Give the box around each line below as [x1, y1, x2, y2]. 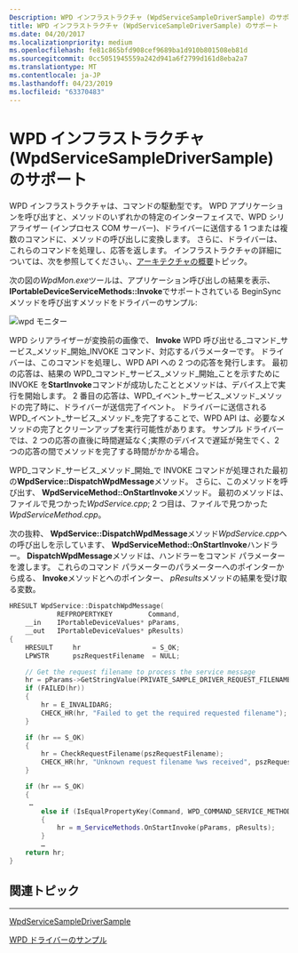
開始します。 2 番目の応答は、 [24, 390, 135, 401]
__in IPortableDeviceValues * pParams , [25, 619, 180, 628]
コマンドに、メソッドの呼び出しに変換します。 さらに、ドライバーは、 [24, 234, 282, 244]
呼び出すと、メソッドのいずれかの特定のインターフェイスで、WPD [24, 212, 268, 222]
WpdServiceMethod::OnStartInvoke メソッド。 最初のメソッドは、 [41, 487, 288, 498]
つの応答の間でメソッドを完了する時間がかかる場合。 [9, 446, 204, 457]
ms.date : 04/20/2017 [9, 29, 86, 38]
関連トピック [9, 884, 80, 899]
